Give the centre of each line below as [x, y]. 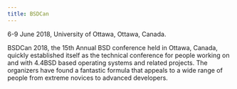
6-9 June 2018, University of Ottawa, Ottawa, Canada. [87, 34]
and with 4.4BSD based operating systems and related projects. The [107, 63]
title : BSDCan [28, 14]
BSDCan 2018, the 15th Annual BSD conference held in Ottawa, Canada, [113, 47]
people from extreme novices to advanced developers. [88, 78]
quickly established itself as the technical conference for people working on [118, 55]
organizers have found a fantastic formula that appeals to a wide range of [115, 70]
